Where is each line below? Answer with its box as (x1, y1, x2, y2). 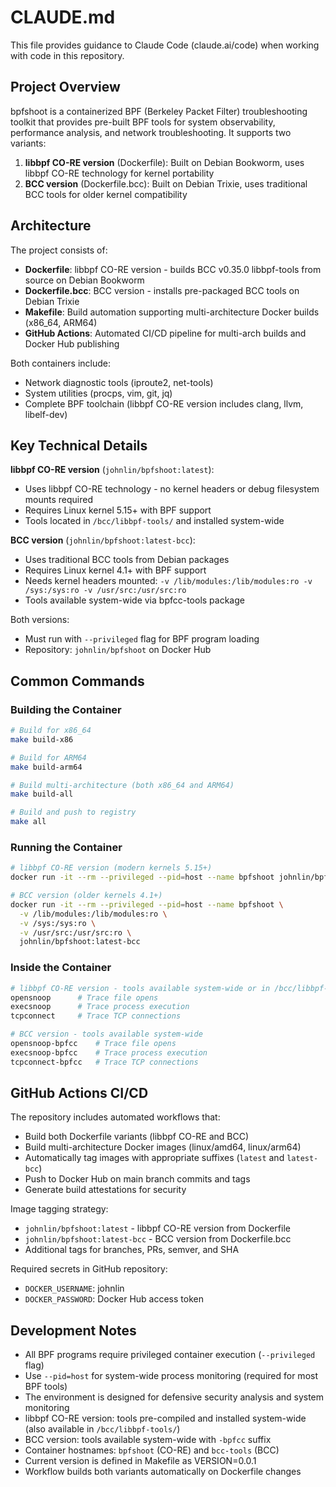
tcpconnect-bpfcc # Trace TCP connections (10, 1057, 199, 1067)
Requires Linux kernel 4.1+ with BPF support (24, 564, 207, 576)
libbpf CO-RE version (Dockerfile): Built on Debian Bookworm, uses (24, 156, 305, 168)
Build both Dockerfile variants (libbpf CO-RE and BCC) (24, 1131, 250, 1143)
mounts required (24, 494, 93, 506)
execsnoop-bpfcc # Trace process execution (10, 1047, 208, 1058)
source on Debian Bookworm (24, 274, 145, 286)
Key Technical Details (10, 437, 148, 454)
